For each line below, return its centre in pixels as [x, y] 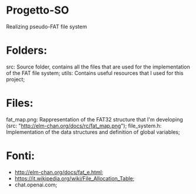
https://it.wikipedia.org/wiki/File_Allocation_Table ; [74, 178]
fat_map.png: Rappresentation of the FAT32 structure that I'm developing [95, 119]
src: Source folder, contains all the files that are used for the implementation [98, 67]
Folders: [27, 50]
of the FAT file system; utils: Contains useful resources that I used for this [95, 73]
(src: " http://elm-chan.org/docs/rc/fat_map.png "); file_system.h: [84, 126]
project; [16, 79]
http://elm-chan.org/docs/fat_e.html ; [59, 172]
